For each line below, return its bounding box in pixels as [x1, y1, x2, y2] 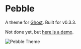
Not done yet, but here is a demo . [5, 29, 74, 35]
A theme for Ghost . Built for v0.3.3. [5, 19, 77, 25]
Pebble [5, 3, 35, 14]
